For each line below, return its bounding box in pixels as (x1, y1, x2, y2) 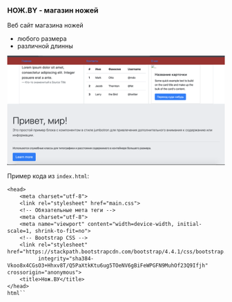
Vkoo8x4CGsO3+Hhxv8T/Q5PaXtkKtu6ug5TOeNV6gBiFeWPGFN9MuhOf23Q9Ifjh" (7, 262, 209, 270)
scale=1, (7, 227, 32, 235)
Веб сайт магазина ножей (7, 21, 84, 30)
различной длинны (17, 42, 74, 50)
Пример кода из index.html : (7, 172, 90, 180)
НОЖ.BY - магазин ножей (7, 6, 99, 15)
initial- (177, 220, 202, 228)
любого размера (17, 35, 67, 43)
